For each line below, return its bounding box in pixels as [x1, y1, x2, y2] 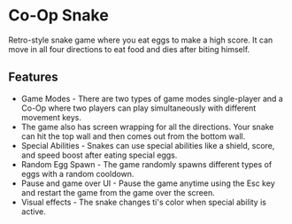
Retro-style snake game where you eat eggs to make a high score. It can [8, 35, 273, 45]
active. [20, 205, 46, 217]
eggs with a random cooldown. [20, 168, 134, 179]
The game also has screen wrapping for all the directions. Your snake [20, 121, 274, 132]
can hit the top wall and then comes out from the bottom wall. [20, 130, 246, 142]
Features [8, 70, 58, 85]
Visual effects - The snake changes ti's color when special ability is [20, 197, 267, 207]
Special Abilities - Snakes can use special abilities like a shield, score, [20, 140, 275, 151]
